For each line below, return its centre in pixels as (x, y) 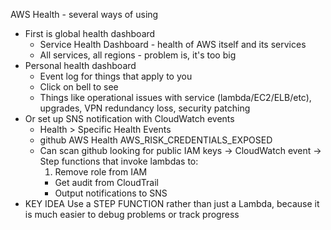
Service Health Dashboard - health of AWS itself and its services (173, 44)
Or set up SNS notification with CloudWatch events (129, 118)
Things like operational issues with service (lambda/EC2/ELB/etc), (175, 97)
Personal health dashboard (80, 65)
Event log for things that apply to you (116, 76)
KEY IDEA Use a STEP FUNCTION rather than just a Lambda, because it (172, 203)
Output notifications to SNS (111, 193)
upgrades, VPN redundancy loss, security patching (145, 108)
